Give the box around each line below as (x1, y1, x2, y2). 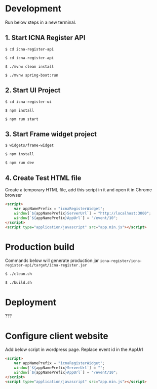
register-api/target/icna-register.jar (5, 263, 87, 268)
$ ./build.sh (5, 280, 32, 285)
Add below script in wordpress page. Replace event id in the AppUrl (5, 346, 143, 352)
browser (5, 192, 22, 198)
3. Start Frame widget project (5, 130, 97, 138)
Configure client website (5, 330, 109, 342)
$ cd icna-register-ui (5, 99, 52, 104)
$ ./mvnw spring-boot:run (5, 73, 58, 78)
